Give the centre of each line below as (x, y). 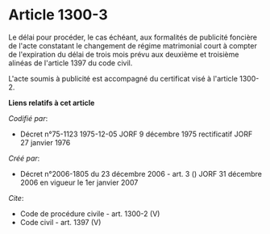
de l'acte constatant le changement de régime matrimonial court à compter (133, 45)
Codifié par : (28, 118)
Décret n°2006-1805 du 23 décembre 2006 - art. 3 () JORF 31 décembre (141, 173)
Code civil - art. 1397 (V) (60, 222)
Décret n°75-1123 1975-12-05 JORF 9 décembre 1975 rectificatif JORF (136, 134)
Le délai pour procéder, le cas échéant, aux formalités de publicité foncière (133, 37)
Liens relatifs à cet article (52, 102)
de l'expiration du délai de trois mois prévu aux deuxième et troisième (124, 54)
